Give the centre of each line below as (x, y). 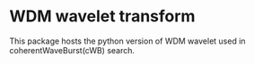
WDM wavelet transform (102, 16)
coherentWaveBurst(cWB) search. (72, 50)
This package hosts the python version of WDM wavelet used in (127, 41)
